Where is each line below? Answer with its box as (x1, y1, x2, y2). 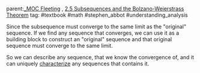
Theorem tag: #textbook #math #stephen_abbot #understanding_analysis (6, 11, 188, 19)
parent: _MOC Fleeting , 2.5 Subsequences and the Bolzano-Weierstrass (6, 5, 184, 12)
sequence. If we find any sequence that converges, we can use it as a (6, 29, 180, 36)
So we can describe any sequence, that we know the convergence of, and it (6, 54, 194, 60)
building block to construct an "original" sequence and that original (6, 36, 172, 42)
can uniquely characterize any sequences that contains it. (6, 60, 150, 67)
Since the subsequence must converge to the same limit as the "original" (6, 23, 187, 30)
